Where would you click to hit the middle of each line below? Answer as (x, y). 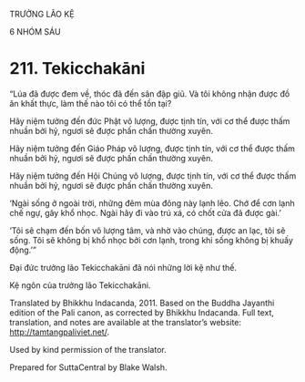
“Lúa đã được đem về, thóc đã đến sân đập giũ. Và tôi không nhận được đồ (150, 93)
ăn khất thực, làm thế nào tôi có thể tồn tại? (91, 103)
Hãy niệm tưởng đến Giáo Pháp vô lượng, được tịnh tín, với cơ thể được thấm (152, 148)
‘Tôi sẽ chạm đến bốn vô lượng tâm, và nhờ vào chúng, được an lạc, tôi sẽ (147, 230)
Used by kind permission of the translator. (88, 349)
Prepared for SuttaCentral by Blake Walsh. (88, 367)
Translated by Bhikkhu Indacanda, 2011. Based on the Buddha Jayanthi (142, 303)
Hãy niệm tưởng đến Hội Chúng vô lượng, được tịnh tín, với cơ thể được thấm (153, 176)
